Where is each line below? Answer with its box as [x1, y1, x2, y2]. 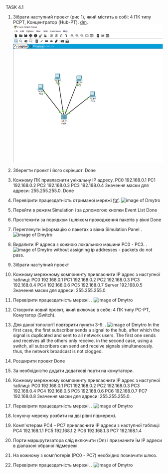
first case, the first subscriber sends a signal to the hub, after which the [12, 327, 160, 333]
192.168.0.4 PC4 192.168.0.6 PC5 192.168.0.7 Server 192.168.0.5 [12, 282, 143, 288]
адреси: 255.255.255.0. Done [12, 187, 74, 194]
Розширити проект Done [12, 358, 65, 364]
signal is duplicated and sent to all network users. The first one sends [12, 332, 156, 338]
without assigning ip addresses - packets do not [53, 247, 153, 253]
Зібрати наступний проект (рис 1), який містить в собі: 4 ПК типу [12, 14, 152, 19]
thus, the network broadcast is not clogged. [12, 348, 103, 354]
